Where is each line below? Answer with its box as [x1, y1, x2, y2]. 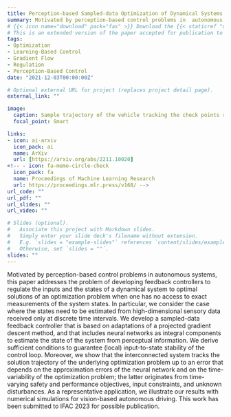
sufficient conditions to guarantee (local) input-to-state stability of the [7, 343, 205, 352]
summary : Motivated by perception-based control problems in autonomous [7, 17, 223, 23]
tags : [7, 36, 23, 43]
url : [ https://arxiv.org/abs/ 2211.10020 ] [13, 156, 134, 163]
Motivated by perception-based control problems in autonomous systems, [7, 270, 218, 279]
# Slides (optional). [7, 220, 69, 227]
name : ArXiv [13, 149, 48, 157]
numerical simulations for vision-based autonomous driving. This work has [7, 395, 219, 403]
